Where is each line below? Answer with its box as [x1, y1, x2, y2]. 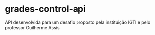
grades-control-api [5, 3, 86, 15]
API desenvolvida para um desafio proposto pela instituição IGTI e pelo [5, 19, 151, 25]
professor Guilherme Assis [5, 24, 60, 30]
